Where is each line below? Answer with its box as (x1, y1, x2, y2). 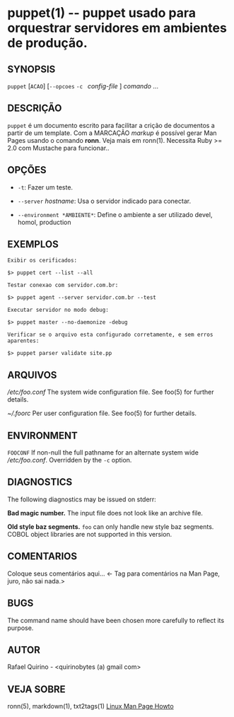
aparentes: (7, 337, 40, 344)
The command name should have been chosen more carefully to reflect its (7, 616, 225, 624)
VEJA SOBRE (7, 683, 66, 695)
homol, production (17, 218, 71, 226)
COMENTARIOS (7, 550, 78, 563)
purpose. (7, 624, 34, 632)
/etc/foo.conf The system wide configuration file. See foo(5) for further (7, 387, 214, 397)
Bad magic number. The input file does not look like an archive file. (7, 508, 204, 517)
